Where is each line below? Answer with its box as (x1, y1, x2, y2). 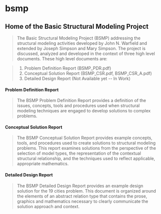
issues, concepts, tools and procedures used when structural (17, 103, 140, 108)
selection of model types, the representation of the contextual (17, 150, 141, 156)
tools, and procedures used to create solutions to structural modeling (17, 140, 156, 146)
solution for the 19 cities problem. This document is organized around (17, 188, 157, 194)
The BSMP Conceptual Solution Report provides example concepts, (17, 135, 153, 141)
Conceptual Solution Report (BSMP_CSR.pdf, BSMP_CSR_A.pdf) (24, 71, 152, 76)
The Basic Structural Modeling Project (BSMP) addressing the (17, 35, 141, 41)
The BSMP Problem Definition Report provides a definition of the (17, 98, 146, 104)
